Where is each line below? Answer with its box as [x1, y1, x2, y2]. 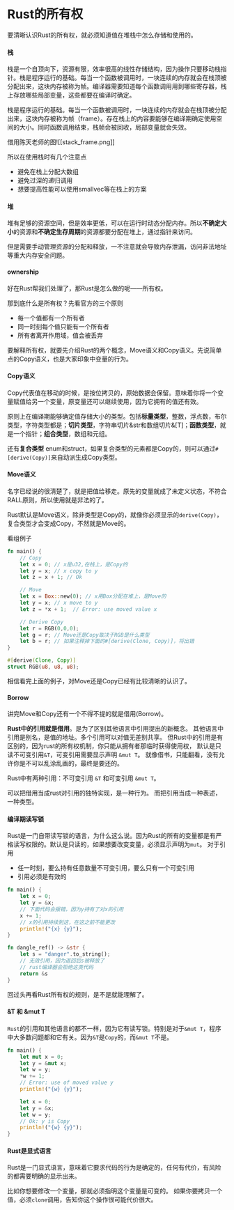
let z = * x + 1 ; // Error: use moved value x [19, 605, 157, 613]
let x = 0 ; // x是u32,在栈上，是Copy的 [19, 561, 128, 568]
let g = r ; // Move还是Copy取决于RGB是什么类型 [19, 631, 150, 638]
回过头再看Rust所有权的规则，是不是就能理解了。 [7, 990, 148, 998]
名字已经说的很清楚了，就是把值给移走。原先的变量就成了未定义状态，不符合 [7, 487, 227, 495]
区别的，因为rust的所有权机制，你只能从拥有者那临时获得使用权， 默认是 [7, 742, 216, 750]
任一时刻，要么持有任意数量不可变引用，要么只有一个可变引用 [17, 864, 195, 872]
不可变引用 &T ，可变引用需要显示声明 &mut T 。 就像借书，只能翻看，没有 [13, 750, 219, 759]
